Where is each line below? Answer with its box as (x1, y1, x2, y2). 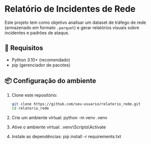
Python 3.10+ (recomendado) (11, 57, 70, 63)
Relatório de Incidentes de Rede (4, 3, 136, 15)
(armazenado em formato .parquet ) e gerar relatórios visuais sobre (4, 24, 139, 30)
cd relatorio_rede (11, 106, 49, 111)
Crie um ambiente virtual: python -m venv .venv (11, 115, 108, 121)
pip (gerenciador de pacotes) (11, 62, 71, 68)
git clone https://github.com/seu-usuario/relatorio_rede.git (11, 101, 141, 107)
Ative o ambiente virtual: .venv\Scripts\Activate (11, 124, 106, 130)
